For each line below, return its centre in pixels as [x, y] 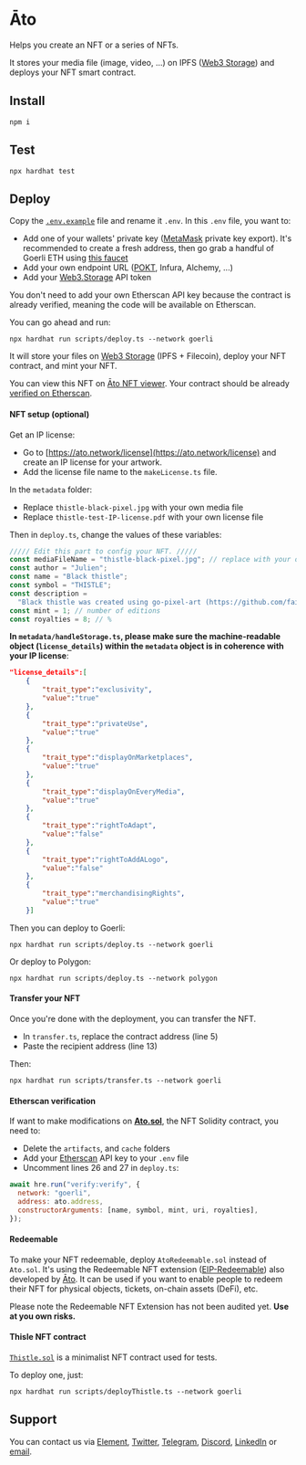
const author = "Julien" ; [58, 568]
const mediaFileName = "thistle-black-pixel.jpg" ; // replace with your [150, 560]
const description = [49, 594]
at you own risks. [42, 1316]
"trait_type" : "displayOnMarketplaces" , [118, 758]
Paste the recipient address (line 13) [90, 1047]
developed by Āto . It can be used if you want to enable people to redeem [146, 1279]
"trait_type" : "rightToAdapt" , [99, 826]
